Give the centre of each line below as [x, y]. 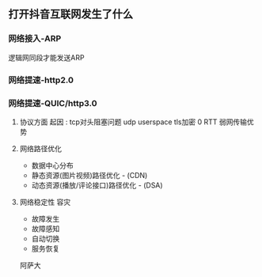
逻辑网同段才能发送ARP [46, 57]
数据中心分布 [52, 165]
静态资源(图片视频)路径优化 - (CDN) [89, 175]
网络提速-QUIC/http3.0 [53, 103]
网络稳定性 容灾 [45, 202]
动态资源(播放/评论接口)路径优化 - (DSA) [97, 185]
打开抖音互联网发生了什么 [70, 14]
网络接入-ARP [35, 39]
